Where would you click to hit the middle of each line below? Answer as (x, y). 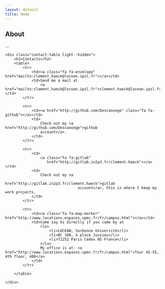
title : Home (17, 14)
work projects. (21, 192)
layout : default (22, 10)
